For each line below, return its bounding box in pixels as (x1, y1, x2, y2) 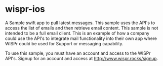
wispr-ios (5, 3, 45, 15)
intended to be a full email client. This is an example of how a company (5, 30, 150, 36)
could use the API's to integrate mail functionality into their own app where (5, 35, 157, 41)
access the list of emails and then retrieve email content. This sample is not (5, 25, 158, 31)
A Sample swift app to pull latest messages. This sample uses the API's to (5, 20, 155, 26)
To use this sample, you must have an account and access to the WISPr (5, 50, 151, 56)
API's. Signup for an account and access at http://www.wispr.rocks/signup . (5, 55, 158, 61)
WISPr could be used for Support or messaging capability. (5, 40, 123, 46)
